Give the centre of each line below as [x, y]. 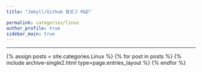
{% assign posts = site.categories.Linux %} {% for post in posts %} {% [94, 56]
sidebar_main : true [31, 34]
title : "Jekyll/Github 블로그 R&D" [49, 12]
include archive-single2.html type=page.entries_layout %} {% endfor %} [96, 63]
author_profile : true [33, 28]
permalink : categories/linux [43, 22]
